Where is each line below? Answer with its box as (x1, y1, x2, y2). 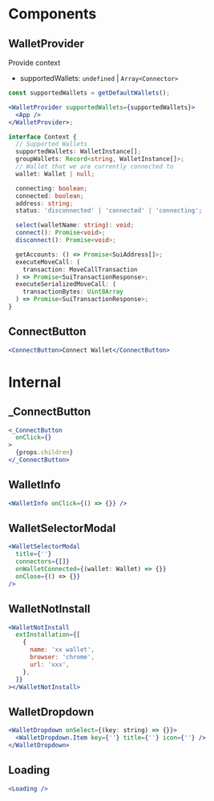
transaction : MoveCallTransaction (22, 265, 138, 273)
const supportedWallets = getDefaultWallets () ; (8, 89, 171, 97)
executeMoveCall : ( (15, 258, 81, 266)
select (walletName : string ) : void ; (15, 221, 135, 229)
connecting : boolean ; (15, 184, 88, 192)
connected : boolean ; (15, 191, 84, 200)
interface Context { (8, 133, 78, 141)
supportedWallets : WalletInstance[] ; (15, 147, 142, 156)
